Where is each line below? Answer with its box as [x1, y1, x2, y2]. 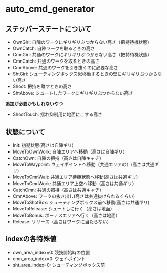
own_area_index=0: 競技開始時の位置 [12, 249, 90, 255]
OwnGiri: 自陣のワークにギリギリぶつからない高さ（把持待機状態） [12, 39, 152, 45]
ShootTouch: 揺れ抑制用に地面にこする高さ [12, 111, 103, 117]
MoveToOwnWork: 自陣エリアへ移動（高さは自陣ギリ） [12, 148, 128, 155]
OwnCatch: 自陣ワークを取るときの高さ [12, 45, 95, 51]
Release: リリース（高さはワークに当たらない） [12, 218, 112, 224]
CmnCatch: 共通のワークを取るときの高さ [12, 58, 100, 64]
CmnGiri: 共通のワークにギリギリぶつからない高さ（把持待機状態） [12, 52, 152, 57]
